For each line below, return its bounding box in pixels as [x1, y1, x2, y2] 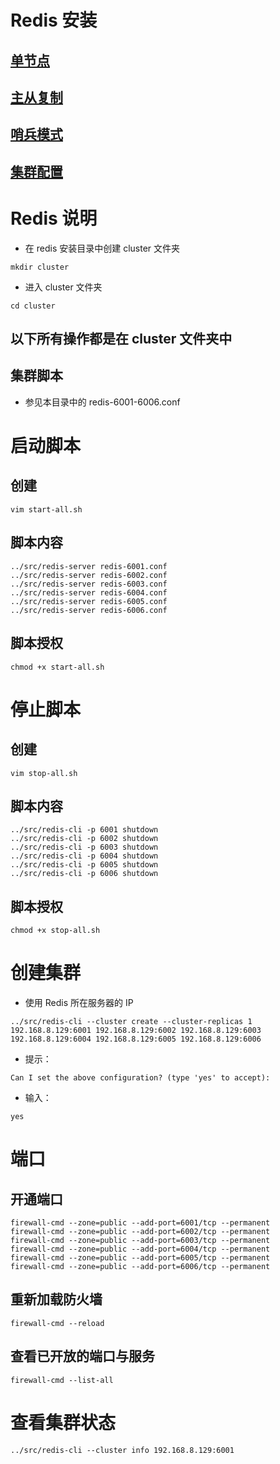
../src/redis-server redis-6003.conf [10, 579, 168, 589]
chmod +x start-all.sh [10, 662, 105, 672]
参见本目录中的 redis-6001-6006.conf [24, 396, 181, 408]
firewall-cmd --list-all [10, 1375, 114, 1385]
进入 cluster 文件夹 [24, 281, 103, 293]
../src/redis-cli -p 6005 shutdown [10, 860, 159, 870]
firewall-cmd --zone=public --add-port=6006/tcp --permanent [10, 1262, 271, 1272]
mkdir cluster [10, 262, 70, 272]
